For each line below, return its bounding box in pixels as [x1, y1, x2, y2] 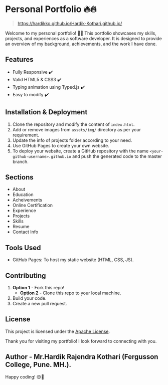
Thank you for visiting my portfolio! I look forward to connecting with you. [5, 338, 157, 344]
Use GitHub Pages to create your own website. [12, 142, 109, 148]
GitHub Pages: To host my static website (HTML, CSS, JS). [12, 257, 134, 263]
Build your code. [12, 295, 47, 301]
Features [5, 55, 34, 64]
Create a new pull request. [12, 301, 67, 306]
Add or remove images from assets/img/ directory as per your [12, 126, 141, 132]
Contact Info [12, 229, 39, 235]
